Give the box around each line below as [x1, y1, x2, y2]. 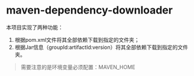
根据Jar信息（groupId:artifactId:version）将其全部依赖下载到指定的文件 [14, 44, 188, 51]
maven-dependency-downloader [6, 4, 173, 17]
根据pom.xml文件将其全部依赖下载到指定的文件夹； [14, 36, 140, 43]
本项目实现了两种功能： [6, 24, 63, 31]
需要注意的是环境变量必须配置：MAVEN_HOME [20, 63, 135, 71]
